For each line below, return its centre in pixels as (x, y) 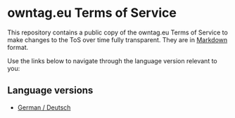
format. (18, 47)
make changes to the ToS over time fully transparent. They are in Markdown (117, 39)
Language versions (50, 90)
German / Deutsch (44, 107)
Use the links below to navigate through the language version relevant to (112, 60)
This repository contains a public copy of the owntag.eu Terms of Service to (118, 32)
